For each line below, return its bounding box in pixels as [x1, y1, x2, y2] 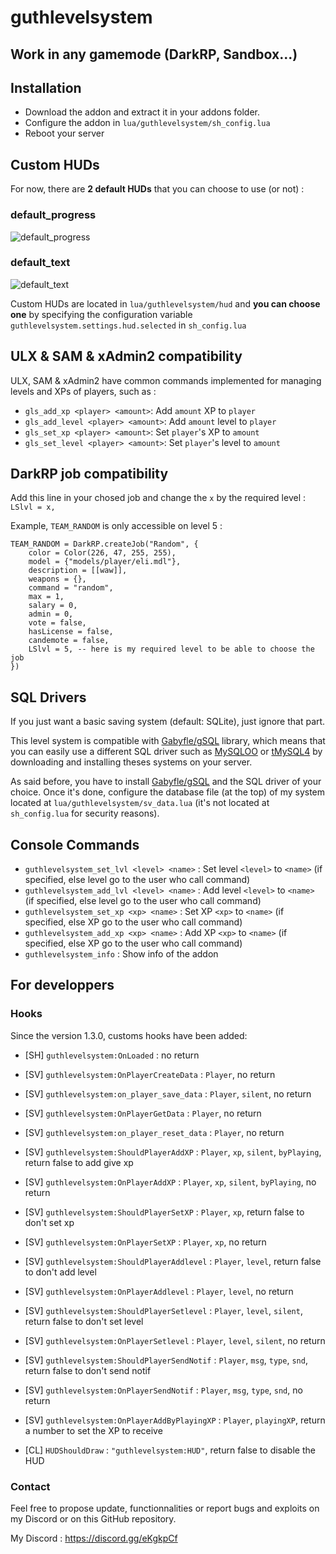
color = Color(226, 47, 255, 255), [28, 548, 177, 558]
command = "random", [28, 583, 114, 593]
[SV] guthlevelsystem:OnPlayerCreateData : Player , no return [24, 1068, 276, 1080]
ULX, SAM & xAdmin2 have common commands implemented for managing [10, 374, 322, 386]
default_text [10, 256, 71, 270]
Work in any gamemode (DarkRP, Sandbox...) [10, 46, 298, 63]
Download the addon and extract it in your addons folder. [24, 106, 260, 118]
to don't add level [24, 1266, 97, 1278]
